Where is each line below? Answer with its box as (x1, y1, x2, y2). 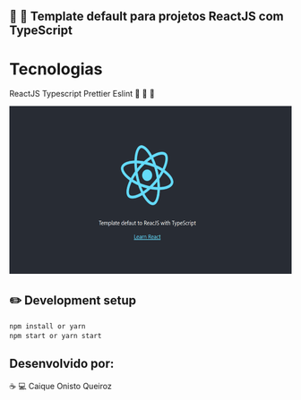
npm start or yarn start (9, 332, 102, 341)
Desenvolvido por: (9, 356, 115, 371)
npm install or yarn (9, 322, 87, 331)
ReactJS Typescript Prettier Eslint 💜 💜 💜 (9, 89, 155, 99)
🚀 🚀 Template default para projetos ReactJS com (9, 9, 284, 24)
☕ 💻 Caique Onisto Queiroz (9, 380, 112, 391)
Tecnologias (9, 59, 103, 79)
